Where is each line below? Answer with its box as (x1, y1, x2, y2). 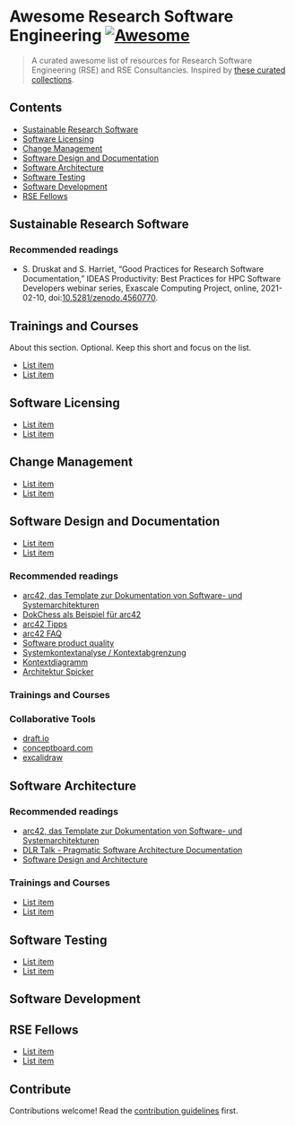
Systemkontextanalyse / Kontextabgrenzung (22, 647, 187, 658)
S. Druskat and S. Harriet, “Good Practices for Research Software (22, 264, 265, 275)
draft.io (22, 733, 49, 744)
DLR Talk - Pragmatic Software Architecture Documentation (22, 844, 243, 855)
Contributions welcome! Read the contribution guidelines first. (9, 1105, 239, 1116)
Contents (9, 100, 63, 116)
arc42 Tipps (22, 618, 68, 629)
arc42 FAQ (22, 628, 63, 639)
